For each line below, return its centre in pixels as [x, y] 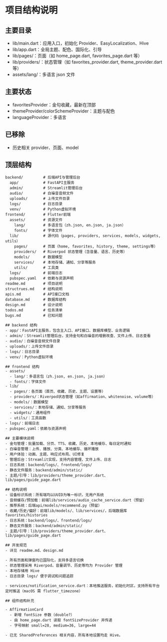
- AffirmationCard [24, 610]
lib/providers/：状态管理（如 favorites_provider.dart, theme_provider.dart [87, 62]
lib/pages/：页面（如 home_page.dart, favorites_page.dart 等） [77, 56]
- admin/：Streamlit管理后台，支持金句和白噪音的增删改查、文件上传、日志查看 [78, 336]
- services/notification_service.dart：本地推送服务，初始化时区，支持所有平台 [83, 586]
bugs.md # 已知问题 [34, 315]
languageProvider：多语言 [39, 117]
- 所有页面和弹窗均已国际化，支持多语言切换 [45, 560]
